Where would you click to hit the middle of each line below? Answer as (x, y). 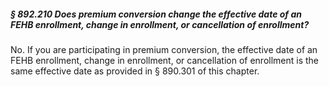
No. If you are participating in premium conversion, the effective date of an (164, 49)
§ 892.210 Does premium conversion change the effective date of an (156, 14)
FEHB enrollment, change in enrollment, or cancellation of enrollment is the (165, 60)
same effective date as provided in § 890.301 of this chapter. (135, 71)
